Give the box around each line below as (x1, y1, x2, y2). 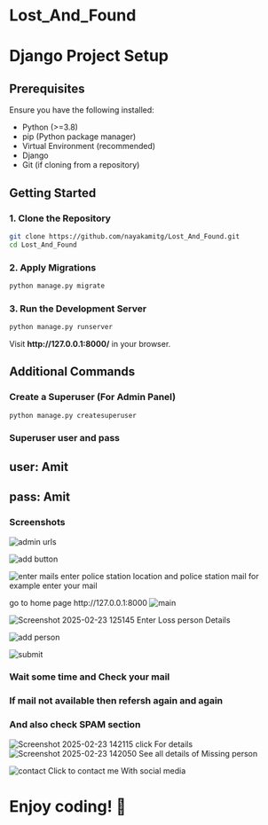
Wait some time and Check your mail (9, 671, 170, 683)
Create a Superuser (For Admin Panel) (9, 391, 176, 404)
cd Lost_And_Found (9, 240, 77, 249)
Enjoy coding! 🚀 (9, 796, 127, 816)
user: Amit (9, 459, 69, 475)
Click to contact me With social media (47, 765, 186, 776)
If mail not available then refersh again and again (9, 695, 224, 707)
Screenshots (9, 516, 66, 529)
